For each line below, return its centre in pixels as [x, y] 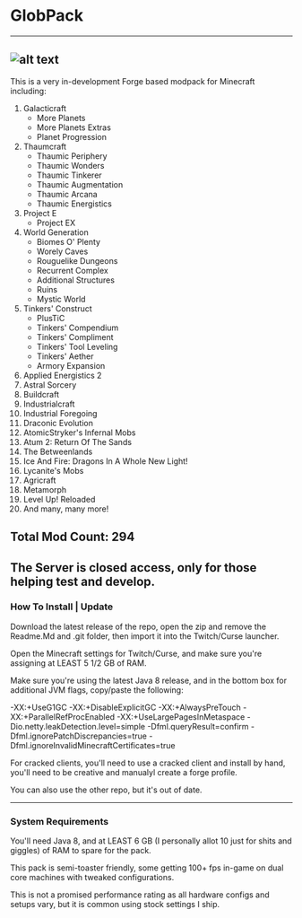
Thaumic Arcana [67, 194]
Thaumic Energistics [74, 204]
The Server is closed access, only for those [134, 568]
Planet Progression [71, 136]
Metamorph [45, 489]
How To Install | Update [62, 607]
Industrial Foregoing [60, 413]
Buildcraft [41, 394]
